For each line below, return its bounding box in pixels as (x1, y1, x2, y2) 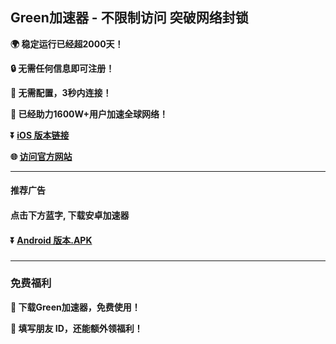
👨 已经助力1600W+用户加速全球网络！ (10, 108, 168, 120)
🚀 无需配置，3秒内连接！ (10, 86, 112, 98)
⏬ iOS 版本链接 (10, 129, 70, 141)
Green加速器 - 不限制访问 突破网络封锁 (10, 9, 249, 27)
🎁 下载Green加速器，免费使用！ (10, 301, 141, 313)
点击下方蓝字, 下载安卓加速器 (10, 209, 130, 221)
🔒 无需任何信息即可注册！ (10, 62, 115, 74)
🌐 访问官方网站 (10, 150, 73, 162)
